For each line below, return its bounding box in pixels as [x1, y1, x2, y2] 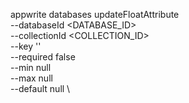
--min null [10, 62, 52, 73]
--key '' [10, 40, 42, 52]
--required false [10, 51, 76, 63]
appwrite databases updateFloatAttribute [10, 9, 180, 20]
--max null [10, 72, 53, 84]
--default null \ [10, 83, 71, 94]
